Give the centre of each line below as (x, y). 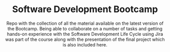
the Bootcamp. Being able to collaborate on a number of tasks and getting (85, 28)
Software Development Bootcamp (85, 9)
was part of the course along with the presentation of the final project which (85, 39)
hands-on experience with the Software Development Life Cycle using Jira (85, 34)
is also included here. (85, 44)
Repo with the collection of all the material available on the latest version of (85, 23)
